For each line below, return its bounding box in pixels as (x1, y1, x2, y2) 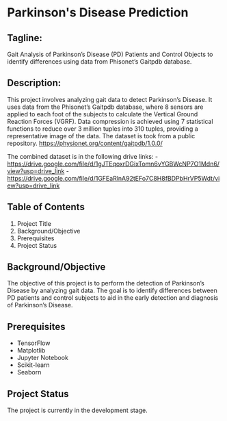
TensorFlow (16, 339, 51, 347)
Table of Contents (7, 201, 85, 213)
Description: (7, 77, 62, 89)
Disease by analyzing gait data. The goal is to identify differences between (7, 286, 217, 295)
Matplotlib (16, 346, 46, 355)
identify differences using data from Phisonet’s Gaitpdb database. (7, 58, 192, 66)
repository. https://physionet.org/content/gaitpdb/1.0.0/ (7, 139, 163, 147)
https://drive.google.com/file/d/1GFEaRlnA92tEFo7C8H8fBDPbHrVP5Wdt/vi (7, 174, 220, 182)
